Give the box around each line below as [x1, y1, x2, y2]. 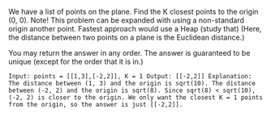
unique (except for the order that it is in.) [8, 56, 144, 66]
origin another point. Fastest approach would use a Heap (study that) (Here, [8, 24, 262, 33]
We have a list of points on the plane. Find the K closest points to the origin [8, 7, 259, 16]
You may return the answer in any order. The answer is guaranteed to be [8, 48, 251, 57]
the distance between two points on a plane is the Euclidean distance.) [8, 32, 245, 42]
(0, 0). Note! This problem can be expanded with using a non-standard [8, 15, 245, 25]
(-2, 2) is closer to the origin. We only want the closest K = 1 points [8, 94, 264, 102]
